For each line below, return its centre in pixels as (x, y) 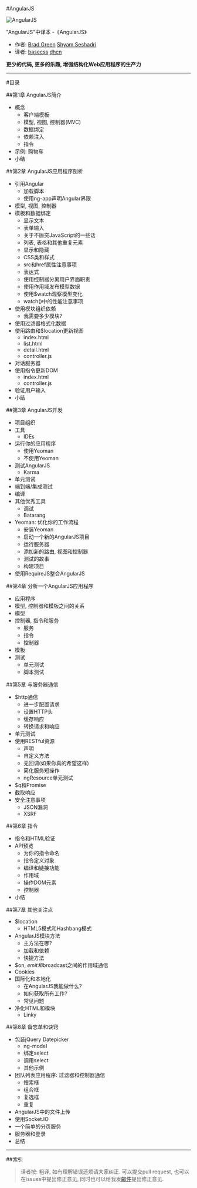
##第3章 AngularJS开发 (34, 410)
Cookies (25, 972)
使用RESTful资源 (35, 741)
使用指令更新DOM (36, 370)
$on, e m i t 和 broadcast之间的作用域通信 (61, 965)
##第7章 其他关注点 (30, 910)
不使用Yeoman (41, 458)
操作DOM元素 (40, 882)
